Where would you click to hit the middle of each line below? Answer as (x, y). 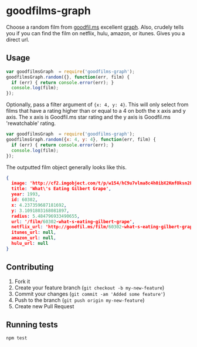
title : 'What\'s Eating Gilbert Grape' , (61, 189)
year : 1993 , (26, 194)
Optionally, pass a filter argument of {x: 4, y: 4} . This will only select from (97, 105)
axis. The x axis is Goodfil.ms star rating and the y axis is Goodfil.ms (89, 117)
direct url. (18, 39)
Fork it (22, 281)
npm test (17, 338)
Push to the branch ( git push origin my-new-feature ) (79, 300)
